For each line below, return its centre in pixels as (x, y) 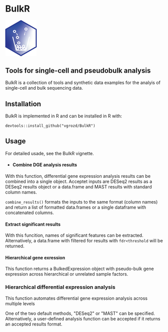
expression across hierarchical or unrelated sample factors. (67, 274)
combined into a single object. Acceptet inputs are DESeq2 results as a (79, 181)
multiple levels (20, 303)
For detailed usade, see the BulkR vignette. (50, 153)
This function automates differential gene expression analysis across (76, 298)
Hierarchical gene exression (35, 257)
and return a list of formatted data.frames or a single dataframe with (76, 208)
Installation (23, 104)
